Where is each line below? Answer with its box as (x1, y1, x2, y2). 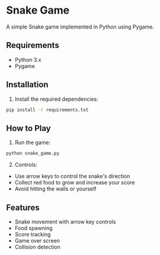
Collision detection (14, 243, 60, 250)
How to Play (6, 123, 52, 133)
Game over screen (14, 237, 60, 244)
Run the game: (14, 139, 51, 146)
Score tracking (14, 231, 51, 238)
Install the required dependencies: (14, 95, 99, 103)
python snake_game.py (6, 151, 60, 157)
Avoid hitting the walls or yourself (14, 185, 97, 193)
